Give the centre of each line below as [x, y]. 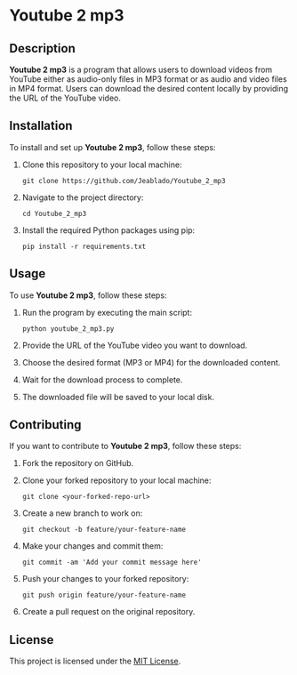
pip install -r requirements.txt [84, 246]
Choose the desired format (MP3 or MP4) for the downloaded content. [151, 362]
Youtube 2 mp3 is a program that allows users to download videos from [141, 69]
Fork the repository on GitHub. [78, 463]
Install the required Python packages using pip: [108, 230]
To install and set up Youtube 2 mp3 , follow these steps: [112, 147]
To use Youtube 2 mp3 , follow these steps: [88, 295]
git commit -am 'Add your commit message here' [112, 562]
